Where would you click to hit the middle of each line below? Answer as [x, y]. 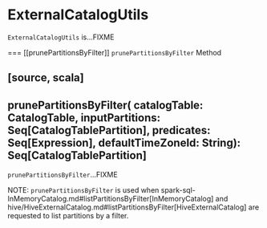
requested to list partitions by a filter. [68, 216]
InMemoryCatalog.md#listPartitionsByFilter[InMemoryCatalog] [111, 199]
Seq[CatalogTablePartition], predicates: [109, 130]
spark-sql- [178, 190]
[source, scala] [46, 78]
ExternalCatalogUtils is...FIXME [61, 37]
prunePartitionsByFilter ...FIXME [63, 175]
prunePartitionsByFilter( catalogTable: [105, 105]
